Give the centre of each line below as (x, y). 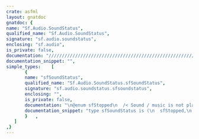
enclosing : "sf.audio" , (36, 45)
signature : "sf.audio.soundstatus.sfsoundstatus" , (88, 89)
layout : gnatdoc (26, 17)
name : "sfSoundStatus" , (54, 77)
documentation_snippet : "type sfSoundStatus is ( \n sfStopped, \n (108, 111)
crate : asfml (22, 12)
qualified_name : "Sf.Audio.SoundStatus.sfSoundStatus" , (95, 83)
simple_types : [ (30, 67)
